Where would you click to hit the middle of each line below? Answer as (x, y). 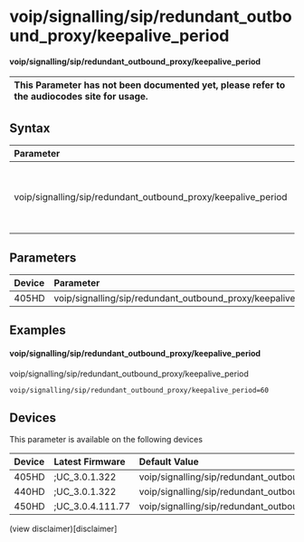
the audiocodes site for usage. (81, 97)
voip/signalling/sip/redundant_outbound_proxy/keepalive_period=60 (139, 390)
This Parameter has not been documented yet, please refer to (150, 85)
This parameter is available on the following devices (106, 440)
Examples (38, 331)
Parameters (43, 257)
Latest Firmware (90, 461)
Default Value (169, 461)
